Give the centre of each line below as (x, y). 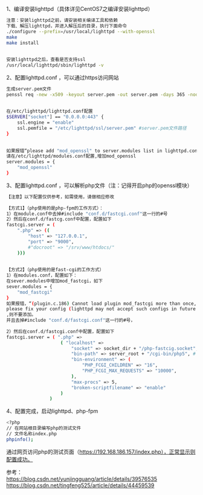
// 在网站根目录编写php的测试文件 (44, 428)
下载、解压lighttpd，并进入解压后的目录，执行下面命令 (66, 26)
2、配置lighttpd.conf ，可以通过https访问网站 (63, 77)
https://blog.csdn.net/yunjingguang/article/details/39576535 (82, 479)
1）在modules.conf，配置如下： (42, 276)
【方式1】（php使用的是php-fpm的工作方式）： (55, 208)
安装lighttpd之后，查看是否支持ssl (46, 60)
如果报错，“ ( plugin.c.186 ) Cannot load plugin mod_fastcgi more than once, (101, 304)
